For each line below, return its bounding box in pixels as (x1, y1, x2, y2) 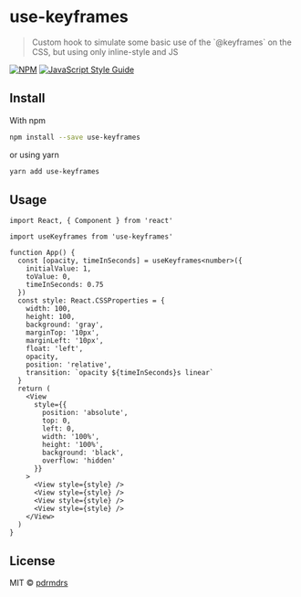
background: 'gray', (26, 320, 104, 330)
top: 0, (42, 416, 71, 426)
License (9, 553, 56, 569)
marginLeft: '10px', (26, 336, 104, 346)
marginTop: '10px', (26, 328, 100, 337)
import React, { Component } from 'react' (9, 217, 173, 226)
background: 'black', (42, 448, 125, 458)
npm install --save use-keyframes (9, 133, 141, 142)
